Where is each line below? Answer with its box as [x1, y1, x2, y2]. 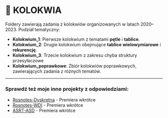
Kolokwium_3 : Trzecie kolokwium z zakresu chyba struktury [12, 52, 137, 58]
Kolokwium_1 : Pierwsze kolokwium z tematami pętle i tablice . [12, 36, 140, 42]
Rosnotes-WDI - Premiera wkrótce [12, 102, 83, 108]
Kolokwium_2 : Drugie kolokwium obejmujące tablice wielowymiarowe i [12, 41, 161, 47]
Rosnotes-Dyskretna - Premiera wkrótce [12, 97, 96, 103]
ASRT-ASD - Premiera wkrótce [12, 107, 76, 113]
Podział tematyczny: [18, 26, 60, 32]
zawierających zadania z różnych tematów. [12, 68, 101, 74]
